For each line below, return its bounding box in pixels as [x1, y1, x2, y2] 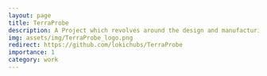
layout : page [8, 11, 52, 20]
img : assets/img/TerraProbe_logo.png [8, 33, 133, 42]
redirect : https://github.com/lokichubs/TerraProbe [8, 41, 183, 49]
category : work [8, 56, 59, 64]
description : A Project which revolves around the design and [8, 26, 219, 34]
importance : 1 [8, 48, 56, 56]
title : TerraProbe [8, 19, 69, 27]
